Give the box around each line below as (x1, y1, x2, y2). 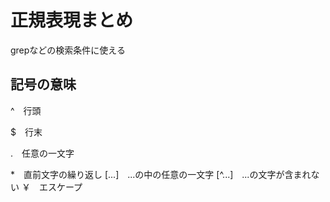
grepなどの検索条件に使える (10, 44, 126, 56)
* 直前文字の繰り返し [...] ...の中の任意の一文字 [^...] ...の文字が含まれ (10, 168, 312, 180)
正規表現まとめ (10, 9, 134, 32)
